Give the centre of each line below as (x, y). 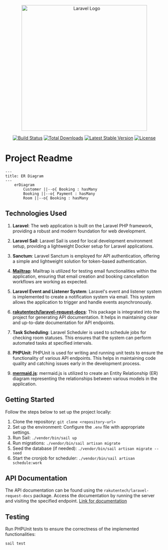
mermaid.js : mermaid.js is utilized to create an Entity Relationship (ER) (85, 373)
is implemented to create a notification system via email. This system (84, 296)
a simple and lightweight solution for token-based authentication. (80, 261)
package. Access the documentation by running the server (94, 496)
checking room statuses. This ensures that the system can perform (82, 338)
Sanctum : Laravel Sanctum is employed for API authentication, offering (86, 256)
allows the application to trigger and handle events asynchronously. (82, 302)
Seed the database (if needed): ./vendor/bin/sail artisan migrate (82, 448)
